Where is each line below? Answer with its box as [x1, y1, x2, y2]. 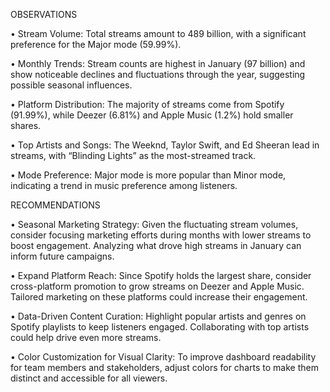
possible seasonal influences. [10, 79, 133, 91]
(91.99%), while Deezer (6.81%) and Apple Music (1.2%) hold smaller [10, 109, 294, 121]
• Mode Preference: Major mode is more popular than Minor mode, [10, 169, 287, 181]
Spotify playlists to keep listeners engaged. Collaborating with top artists [10, 321, 310, 333]
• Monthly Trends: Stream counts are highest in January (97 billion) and [10, 58, 306, 69]
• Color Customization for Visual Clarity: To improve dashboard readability [10, 351, 317, 363]
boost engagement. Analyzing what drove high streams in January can [10, 240, 302, 251]
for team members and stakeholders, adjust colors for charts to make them [10, 362, 319, 373]
